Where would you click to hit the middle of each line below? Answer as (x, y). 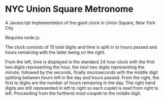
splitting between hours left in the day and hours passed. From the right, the (82, 77)
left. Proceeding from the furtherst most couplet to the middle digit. (73, 93)
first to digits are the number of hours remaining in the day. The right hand (80, 83)
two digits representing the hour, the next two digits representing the (75, 67)
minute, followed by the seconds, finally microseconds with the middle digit (82, 72)
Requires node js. (23, 37)
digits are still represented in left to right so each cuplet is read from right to (82, 88)
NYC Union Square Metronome (69, 9)
